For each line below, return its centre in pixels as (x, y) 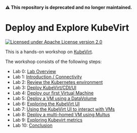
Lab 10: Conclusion (32, 125)
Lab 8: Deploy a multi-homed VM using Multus (61, 114)
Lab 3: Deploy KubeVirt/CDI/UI (44, 87)
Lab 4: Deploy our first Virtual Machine (53, 93)
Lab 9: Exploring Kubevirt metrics (47, 120)
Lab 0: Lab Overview (34, 71)
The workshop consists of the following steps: (54, 61)
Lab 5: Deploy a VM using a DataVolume (55, 98)
